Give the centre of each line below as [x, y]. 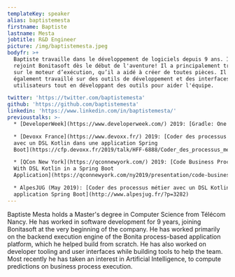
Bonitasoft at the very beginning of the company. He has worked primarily [114, 229]
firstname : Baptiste [37, 27]
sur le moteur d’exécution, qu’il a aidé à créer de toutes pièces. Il [120, 72]
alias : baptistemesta [39, 20]
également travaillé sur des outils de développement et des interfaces [122, 79]
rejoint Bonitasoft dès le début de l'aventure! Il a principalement [117, 66]
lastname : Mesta [31, 33]
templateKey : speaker [39, 14]
